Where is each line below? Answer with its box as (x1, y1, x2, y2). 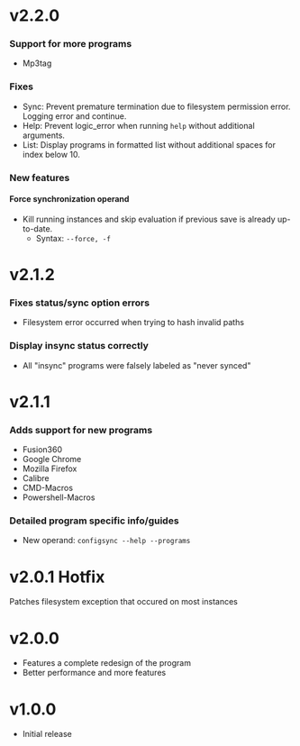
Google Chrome (22, 454, 82, 465)
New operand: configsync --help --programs (22, 535, 191, 546)
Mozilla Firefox (22, 463, 77, 474)
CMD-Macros (22, 483, 74, 494)
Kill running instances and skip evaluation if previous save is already (22, 214, 277, 224)
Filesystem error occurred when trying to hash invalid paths (22, 317, 245, 328)
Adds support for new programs (9, 423, 153, 436)
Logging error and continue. (22, 110, 127, 122)
